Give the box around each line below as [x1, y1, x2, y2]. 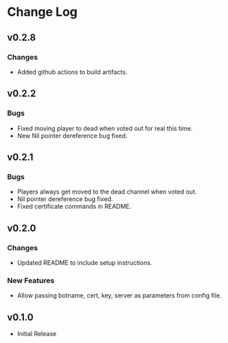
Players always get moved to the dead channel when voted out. [16, 187, 197, 196]
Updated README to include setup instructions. [16, 258, 152, 267]
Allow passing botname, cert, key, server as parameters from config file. [16, 291, 222, 300]
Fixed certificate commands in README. [16, 202, 132, 211]
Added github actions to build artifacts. [16, 67, 128, 76]
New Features [7, 276, 55, 285]
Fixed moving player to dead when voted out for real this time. [16, 124, 193, 132]
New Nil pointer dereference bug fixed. [16, 132, 128, 140]
